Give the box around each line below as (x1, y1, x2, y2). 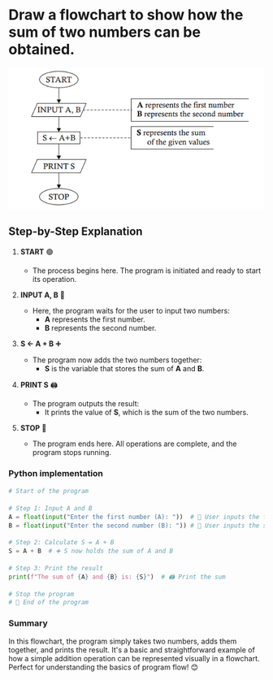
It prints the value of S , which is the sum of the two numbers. (44, 407, 249, 417)
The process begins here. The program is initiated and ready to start (32, 266, 262, 275)
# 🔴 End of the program (8, 599, 89, 607)
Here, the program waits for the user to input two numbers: (32, 305, 230, 315)
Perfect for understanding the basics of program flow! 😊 (8, 662, 199, 672)
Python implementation (8, 467, 103, 479)
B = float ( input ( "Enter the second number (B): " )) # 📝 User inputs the (8, 522, 260, 530)
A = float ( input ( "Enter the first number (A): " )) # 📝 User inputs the (8, 513, 260, 521)
